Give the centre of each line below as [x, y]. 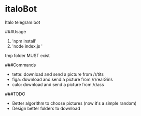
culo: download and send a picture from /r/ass [58, 84]
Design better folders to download [46, 108]
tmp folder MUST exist [27, 55]
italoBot [21, 9]
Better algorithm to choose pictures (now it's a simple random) [74, 103]
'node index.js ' [27, 46]
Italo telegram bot [22, 22]
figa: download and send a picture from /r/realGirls [62, 79]
